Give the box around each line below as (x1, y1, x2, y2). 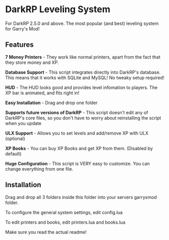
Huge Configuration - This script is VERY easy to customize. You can (5, 160, 150, 166)
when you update (5, 120, 42, 126)
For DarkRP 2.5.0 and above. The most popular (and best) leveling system (5, 20, 159, 26)
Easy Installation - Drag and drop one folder (5, 99, 98, 106)
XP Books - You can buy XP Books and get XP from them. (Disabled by (5, 145, 153, 151)
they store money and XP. (5, 59, 59, 65)
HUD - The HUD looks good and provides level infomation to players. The (5, 84, 158, 90)
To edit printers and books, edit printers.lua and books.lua (5, 219, 126, 225)
